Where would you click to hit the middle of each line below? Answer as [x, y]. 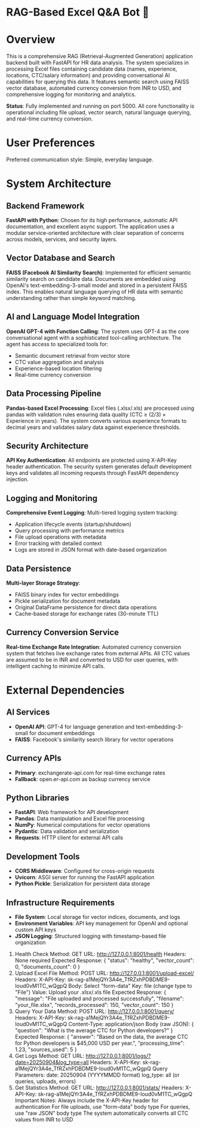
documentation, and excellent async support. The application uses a [90, 226]
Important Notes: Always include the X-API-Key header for [87, 1100]
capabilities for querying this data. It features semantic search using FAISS [98, 82]
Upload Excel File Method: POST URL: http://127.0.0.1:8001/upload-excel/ [104, 973]
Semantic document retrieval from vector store [72, 355]
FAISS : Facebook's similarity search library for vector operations [94, 739]
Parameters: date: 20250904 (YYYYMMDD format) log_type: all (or [97, 1075]
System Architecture [59, 184]
